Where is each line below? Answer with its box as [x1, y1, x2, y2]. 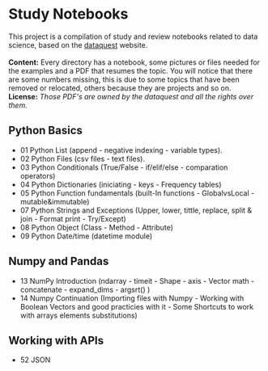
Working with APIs [8, 333, 104, 348]
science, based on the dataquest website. [8, 40, 148, 49]
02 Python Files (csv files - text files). [19, 154, 146, 163]
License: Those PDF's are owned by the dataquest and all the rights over [8, 91, 253, 101]
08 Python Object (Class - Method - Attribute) [19, 222, 174, 232]
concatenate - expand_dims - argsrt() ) [19, 285, 151, 294]
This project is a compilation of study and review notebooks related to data [8, 32, 258, 41]
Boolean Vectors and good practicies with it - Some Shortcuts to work [19, 301, 253, 311]
